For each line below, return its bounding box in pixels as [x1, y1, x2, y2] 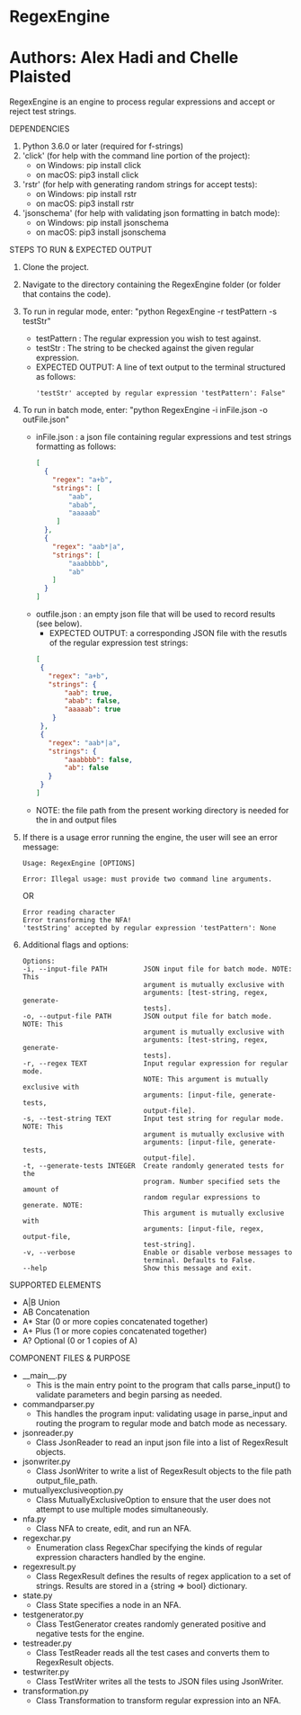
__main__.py [22, 1369, 67, 1380]
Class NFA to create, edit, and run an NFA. [35, 1522, 191, 1533]
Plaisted [9, 67, 72, 87]
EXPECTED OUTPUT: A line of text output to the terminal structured [35, 362, 286, 373]
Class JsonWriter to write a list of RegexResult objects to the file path [35, 1465, 292, 1477]
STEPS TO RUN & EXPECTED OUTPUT [9, 245, 153, 256]
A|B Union [22, 1297, 60, 1307]
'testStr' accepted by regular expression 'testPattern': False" [35, 389, 286, 398]
